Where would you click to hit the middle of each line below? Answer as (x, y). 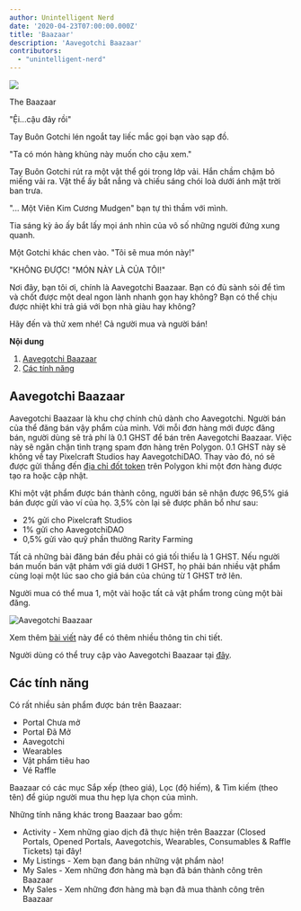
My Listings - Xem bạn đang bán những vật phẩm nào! (123, 861)
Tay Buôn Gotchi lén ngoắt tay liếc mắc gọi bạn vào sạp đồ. (119, 137)
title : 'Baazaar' (42, 34)
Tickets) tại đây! (52, 851)
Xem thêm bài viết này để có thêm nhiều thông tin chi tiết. (116, 637)
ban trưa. (26, 191)
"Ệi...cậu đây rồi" (40, 119)
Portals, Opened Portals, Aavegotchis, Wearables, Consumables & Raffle (156, 841)
